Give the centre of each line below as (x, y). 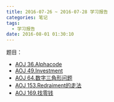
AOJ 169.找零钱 (34, 93)
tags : (13, 23)
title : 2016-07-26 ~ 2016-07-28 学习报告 (57, 12)
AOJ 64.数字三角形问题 (43, 78)
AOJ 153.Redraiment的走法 (48, 86)
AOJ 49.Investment (39, 71)
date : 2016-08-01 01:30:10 (40, 34)
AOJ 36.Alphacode (38, 65)
